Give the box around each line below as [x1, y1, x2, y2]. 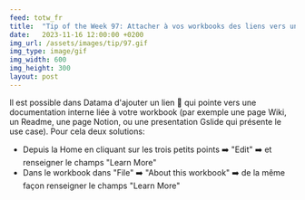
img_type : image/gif [9, 47, 88, 56]
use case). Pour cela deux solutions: [9, 126, 145, 137]
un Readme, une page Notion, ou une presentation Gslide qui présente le [9, 116, 281, 127]
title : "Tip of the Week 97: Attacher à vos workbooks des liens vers [9, 22, 286, 31]
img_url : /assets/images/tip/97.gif [9, 38, 148, 48]
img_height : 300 [9, 64, 71, 73]
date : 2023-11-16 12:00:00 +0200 [9, 30, 144, 39]
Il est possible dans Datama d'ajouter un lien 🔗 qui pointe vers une [9, 97, 257, 108]
